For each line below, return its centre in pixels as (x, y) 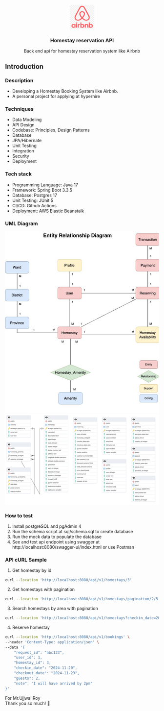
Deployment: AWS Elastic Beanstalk (48, 211)
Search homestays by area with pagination (55, 609)
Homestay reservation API (82, 40)
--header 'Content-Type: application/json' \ (52, 642)
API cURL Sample (26, 560)
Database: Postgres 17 (35, 195)
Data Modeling (27, 120)
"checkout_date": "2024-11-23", (47, 673)
